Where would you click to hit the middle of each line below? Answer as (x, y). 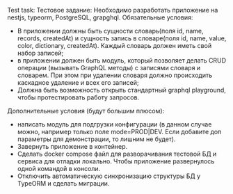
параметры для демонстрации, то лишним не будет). (96, 139)
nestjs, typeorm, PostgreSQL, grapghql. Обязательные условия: (100, 17)
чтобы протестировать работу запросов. (78, 97)
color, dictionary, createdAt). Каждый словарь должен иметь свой (114, 46)
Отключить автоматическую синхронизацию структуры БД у (109, 176)
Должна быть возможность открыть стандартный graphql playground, (121, 90)
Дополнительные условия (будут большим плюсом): (86, 111)
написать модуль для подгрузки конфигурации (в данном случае (114, 124)
